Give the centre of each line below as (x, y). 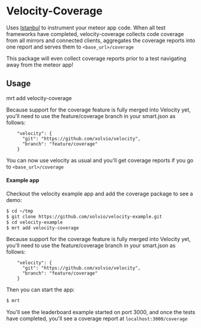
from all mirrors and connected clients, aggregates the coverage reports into (101, 40)
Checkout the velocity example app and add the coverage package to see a (100, 194)
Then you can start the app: (40, 290)
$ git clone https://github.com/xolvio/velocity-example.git (84, 216)
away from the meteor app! (40, 65)
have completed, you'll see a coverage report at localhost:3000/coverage (97, 318)
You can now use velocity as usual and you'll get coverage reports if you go (100, 160)
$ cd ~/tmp (20, 211)
